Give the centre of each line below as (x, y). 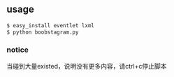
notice (18, 50)
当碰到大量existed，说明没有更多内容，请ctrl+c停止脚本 (87, 66)
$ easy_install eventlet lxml (51, 25)
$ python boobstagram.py (43, 32)
